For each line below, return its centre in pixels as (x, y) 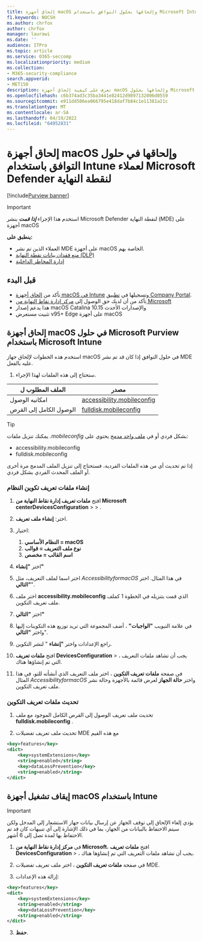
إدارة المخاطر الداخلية (40, 262)
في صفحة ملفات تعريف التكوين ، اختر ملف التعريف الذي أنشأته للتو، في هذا (99, 673)
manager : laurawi (28, 34)
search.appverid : (28, 79)
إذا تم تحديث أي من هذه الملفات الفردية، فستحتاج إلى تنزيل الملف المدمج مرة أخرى (100, 465)
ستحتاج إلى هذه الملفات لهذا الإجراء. (56, 375)
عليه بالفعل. (20, 363)
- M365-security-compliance (42, 73)
